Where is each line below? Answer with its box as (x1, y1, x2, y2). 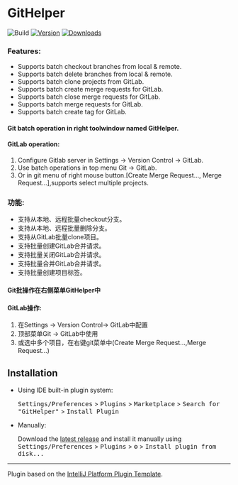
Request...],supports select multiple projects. (17, 179, 149, 187)
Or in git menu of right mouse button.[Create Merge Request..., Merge (17, 171, 222, 180)
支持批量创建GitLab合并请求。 (17, 241, 106, 250)
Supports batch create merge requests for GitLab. (17, 85, 164, 94)
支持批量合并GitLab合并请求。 (17, 259, 106, 268)
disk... (17, 449, 45, 457)
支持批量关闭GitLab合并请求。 (17, 251, 106, 259)
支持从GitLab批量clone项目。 (17, 233, 103, 241)
